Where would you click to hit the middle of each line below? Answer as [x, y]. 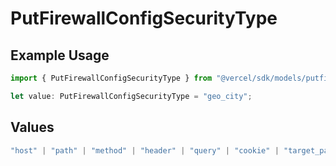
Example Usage [60, 55]
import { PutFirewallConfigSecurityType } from [111, 78]
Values [32, 127]
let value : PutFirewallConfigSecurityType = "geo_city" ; [131, 96]
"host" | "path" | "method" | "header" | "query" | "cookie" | [145, 150]
